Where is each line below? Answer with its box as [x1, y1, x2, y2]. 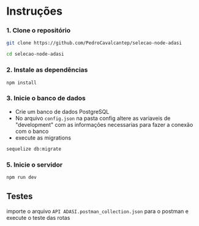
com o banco [15, 127, 49, 135]
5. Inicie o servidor [6, 160, 63, 169]
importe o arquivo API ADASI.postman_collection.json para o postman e [6, 207, 189, 215]
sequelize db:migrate [6, 146, 62, 152]
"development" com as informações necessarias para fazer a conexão [15, 121, 193, 128]
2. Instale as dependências [6, 66, 88, 74]
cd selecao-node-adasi [6, 51, 64, 58]
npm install [6, 80, 37, 86]
